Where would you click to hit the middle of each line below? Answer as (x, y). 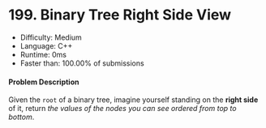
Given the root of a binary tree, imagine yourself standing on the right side (133, 100)
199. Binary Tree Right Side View (120, 15)
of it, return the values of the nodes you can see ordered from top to (122, 109)
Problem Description (44, 82)
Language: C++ (46, 45)
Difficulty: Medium (51, 37)
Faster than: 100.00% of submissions (82, 63)
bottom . (21, 117)
